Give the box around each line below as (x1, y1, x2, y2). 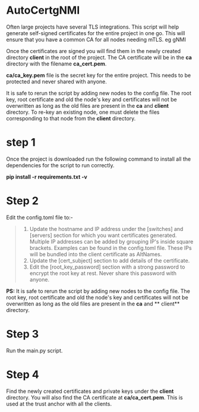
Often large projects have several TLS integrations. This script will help (6, 23, 179, 30)
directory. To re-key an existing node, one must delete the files (6, 108, 160, 116)
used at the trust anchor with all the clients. (6, 400, 112, 407)
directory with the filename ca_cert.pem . (6, 60, 107, 67)
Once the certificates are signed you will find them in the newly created (6, 47, 181, 54)
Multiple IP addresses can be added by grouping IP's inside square (29, 238, 194, 245)
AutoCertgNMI (6, 4, 80, 17)
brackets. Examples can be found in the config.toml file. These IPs (29, 244, 192, 251)
